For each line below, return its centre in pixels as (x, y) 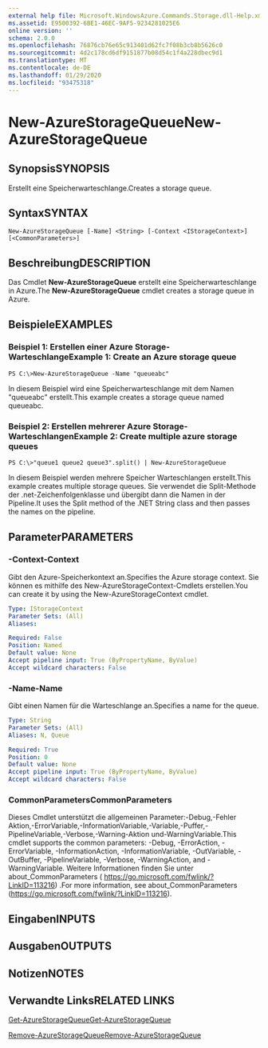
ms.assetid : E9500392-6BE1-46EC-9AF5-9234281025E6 (94, 23)
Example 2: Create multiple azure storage (156, 436)
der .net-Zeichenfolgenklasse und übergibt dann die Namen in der (117, 495)
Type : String (30, 721)
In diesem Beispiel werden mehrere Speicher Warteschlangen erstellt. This (130, 478)
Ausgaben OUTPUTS (60, 946)
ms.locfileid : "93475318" (51, 82)
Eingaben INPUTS (52, 919)
